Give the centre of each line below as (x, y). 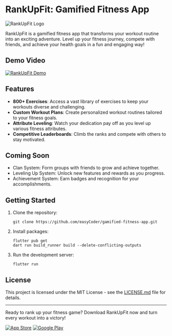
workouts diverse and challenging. (49, 107)
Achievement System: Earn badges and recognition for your (76, 179)
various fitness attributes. (40, 129)
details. (13, 298)
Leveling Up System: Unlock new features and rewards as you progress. (89, 173)
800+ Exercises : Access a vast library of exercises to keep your (81, 101)
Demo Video (25, 61)
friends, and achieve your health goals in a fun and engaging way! (75, 44)
